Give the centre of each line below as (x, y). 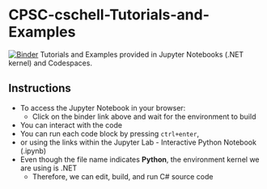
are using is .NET (49, 168)
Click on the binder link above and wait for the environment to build (144, 116)
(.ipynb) (33, 150)
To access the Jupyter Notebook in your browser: (103, 107)
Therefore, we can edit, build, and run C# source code (123, 176)
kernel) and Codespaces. (51, 63)
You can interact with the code (71, 125)
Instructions (40, 88)
